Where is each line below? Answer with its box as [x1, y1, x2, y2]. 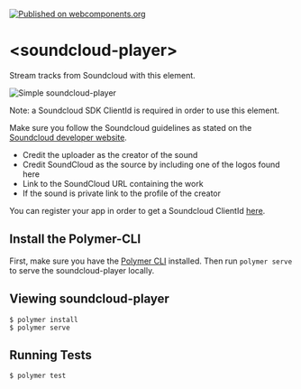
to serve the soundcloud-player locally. [9, 264, 155, 275]
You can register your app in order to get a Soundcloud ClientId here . [9, 205, 266, 216]
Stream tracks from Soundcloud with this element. [9, 69, 196, 80]
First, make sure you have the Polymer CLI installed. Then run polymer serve [9, 255, 293, 266]
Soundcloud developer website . [9, 132, 128, 143]
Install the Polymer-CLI [9, 231, 141, 247]
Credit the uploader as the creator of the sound [22, 149, 198, 160]
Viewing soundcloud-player [9, 292, 169, 307]
